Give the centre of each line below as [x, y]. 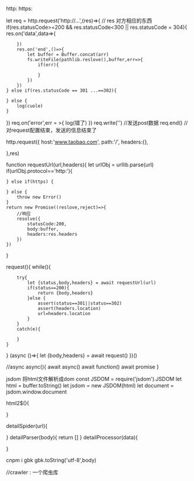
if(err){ [48, 65]
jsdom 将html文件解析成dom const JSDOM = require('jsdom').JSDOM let [94, 379]
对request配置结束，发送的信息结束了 [51, 130]
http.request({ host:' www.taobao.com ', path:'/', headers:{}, [77, 142]
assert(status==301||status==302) [80, 303]
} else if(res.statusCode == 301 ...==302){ [61, 91]
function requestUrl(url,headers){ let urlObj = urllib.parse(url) [80, 165]
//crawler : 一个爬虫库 [32, 472]
